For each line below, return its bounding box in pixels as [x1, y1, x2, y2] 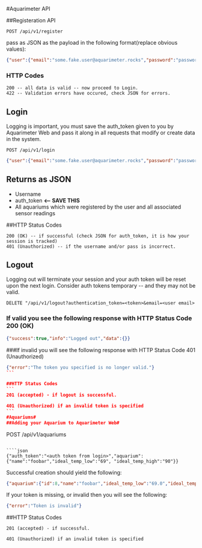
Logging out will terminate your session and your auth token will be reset [6, 276, 186, 283]
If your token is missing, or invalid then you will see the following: [6, 491, 167, 499]
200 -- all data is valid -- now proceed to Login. [6, 85, 138, 91]
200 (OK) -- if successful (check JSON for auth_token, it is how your [6, 233, 189, 239]
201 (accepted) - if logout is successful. [6, 392, 117, 398]
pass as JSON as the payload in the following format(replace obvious [6, 39, 178, 46]
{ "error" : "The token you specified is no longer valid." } [6, 364, 155, 370]
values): [6, 45, 26, 52]
